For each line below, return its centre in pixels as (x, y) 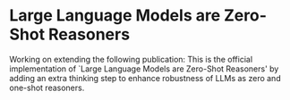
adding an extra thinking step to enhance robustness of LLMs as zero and (145, 78)
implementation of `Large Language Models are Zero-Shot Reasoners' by (144, 69)
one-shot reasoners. (47, 87)
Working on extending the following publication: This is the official (131, 59)
